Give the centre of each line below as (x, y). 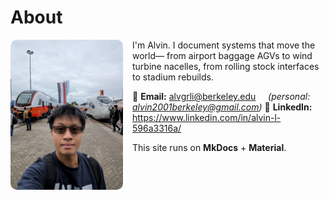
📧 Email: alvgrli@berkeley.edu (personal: (221, 96)
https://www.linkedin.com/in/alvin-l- (207, 117)
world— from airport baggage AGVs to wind (222, 55)
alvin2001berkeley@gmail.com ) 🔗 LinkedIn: (222, 107)
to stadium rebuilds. (173, 77)
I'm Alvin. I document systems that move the (224, 45)
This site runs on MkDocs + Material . (209, 147)
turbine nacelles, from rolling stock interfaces (226, 66)
